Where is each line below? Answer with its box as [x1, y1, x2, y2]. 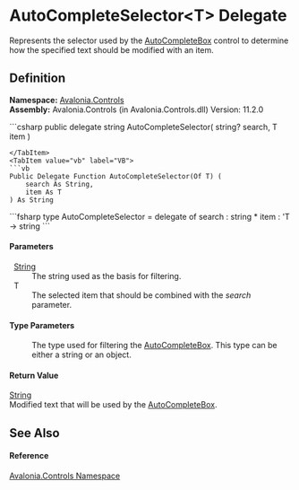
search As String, [25, 179, 94, 188]
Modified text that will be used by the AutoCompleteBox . [9, 399, 218, 410]
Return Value [9, 370, 59, 381]
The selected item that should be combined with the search [31, 289, 252, 301]
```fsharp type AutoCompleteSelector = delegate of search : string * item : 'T [9, 211, 291, 222]
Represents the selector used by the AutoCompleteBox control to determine [9, 35, 289, 46]
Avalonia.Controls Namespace [9, 470, 121, 481]
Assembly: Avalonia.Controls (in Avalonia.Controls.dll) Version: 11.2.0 [9, 104, 264, 115]
